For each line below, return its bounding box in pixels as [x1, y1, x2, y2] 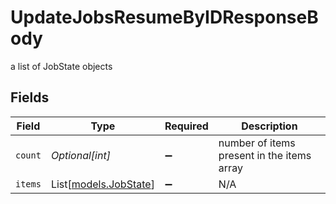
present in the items [218, 148, 312, 162]
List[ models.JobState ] [50, 177, 155, 191]
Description [241, 119, 298, 133]
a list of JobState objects [10, 60, 113, 72]
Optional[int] [50, 148, 111, 162]
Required [164, 119, 209, 133]
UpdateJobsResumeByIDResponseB [10, 6, 319, 29]
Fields [10, 89, 50, 106]
